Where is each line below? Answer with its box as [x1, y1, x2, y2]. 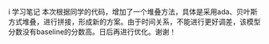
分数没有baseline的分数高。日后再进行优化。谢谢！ [8, 27, 177, 36]
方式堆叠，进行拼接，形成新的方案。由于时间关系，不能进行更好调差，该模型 [8, 17, 261, 26]
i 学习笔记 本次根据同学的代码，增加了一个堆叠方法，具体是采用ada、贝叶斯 [8, 7, 258, 16]
